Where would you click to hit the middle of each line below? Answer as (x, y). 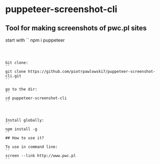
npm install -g (21, 129)
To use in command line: (31, 147)
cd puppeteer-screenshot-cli (36, 98)
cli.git (13, 76)
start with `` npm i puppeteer (35, 40)
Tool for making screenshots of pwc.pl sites (76, 28)
